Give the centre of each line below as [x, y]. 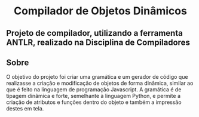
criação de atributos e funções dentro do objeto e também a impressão [94, 102]
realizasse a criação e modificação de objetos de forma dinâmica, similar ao [100, 83]
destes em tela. [25, 109]
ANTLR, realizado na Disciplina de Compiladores [98, 42]
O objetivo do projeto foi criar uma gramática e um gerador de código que [97, 77]
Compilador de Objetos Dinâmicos [100, 11]
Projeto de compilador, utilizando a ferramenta [95, 33]
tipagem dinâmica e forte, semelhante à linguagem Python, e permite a [94, 96]
